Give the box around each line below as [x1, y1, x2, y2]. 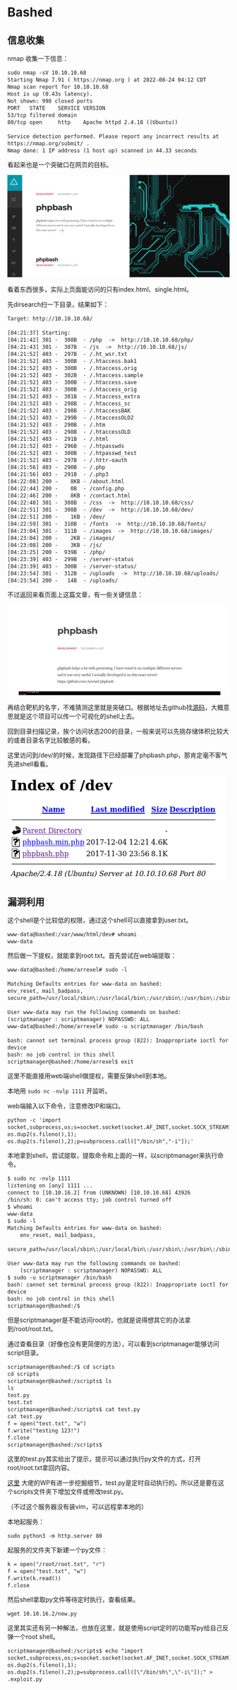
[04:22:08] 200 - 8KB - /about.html [7, 478, 125, 485]
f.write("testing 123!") [7, 1427, 80, 1435]
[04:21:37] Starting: [7, 329, 71, 336]
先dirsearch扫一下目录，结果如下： [7, 300, 109, 309]
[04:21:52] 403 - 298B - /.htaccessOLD [7, 428, 131, 435]
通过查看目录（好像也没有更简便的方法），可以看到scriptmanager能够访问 [7, 1340, 220, 1348]
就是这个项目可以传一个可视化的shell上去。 [13, 712, 139, 720]
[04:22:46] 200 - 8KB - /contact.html [7, 492, 131, 499]
